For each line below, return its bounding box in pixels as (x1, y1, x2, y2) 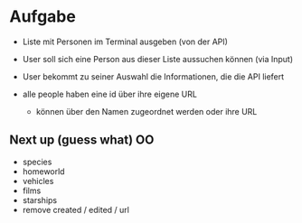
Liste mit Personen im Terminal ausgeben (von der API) (22, 36, 229, 47)
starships (22, 194, 57, 205)
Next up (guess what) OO (9, 133, 155, 148)
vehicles (22, 175, 54, 186)
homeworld (22, 165, 65, 177)
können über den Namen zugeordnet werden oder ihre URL (35, 106, 258, 116)
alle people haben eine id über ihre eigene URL (22, 88, 197, 99)
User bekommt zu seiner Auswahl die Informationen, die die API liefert (22, 70, 285, 82)
